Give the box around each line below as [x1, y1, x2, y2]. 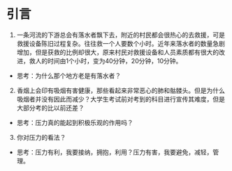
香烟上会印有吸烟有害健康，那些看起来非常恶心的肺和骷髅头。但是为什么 [16, 86, 225, 95]
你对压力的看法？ [16, 133, 66, 141]
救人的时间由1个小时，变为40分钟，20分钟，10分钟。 [29, 56, 182, 65]
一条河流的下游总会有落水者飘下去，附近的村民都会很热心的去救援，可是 [16, 31, 225, 39]
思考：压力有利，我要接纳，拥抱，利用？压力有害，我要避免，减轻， [16, 147, 213, 156]
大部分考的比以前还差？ [16, 104, 85, 112]
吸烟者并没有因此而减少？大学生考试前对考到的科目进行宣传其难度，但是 [16, 95, 225, 103]
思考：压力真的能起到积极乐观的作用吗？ [16, 118, 133, 127]
